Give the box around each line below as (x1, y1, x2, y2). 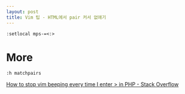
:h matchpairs (6, 70, 42, 77)
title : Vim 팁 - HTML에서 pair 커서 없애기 (6, 14, 107, 20)
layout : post (6, 8, 39, 15)
